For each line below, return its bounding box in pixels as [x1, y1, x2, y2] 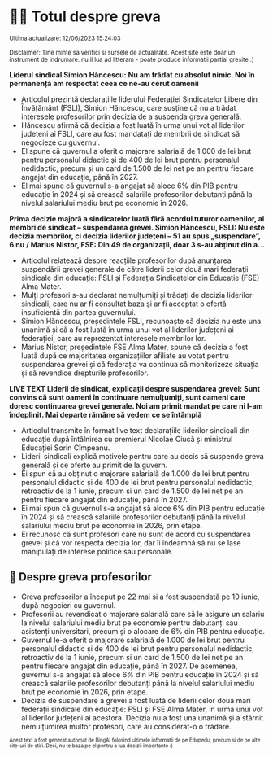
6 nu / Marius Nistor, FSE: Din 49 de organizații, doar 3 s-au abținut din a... [9, 239, 265, 249]
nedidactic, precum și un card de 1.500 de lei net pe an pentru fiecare [20, 163, 254, 173]
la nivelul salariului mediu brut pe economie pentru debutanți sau [20, 618, 238, 628]
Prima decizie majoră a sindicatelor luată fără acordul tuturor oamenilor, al [9, 213, 265, 223]
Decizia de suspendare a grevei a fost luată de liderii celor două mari [20, 695, 251, 705]
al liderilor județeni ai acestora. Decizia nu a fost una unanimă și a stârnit [20, 712, 264, 723]
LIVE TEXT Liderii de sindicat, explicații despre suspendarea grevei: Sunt [9, 383, 261, 393]
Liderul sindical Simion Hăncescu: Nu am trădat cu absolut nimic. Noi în [9, 69, 255, 80]
